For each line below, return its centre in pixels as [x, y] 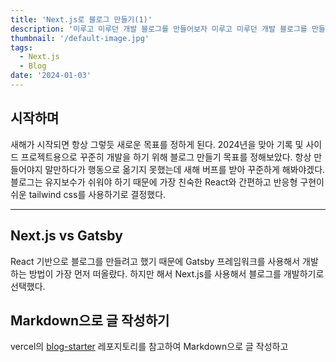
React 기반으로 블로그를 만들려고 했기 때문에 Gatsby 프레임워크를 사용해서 [155, 261]
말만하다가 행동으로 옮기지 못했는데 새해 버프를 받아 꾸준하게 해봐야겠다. [185, 169]
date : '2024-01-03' [51, 76]
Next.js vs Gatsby [66, 236]
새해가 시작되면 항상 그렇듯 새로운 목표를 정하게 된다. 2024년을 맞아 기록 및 [157, 144]
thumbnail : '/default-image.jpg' [80, 38]
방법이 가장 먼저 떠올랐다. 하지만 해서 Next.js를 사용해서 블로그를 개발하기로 [176, 273]
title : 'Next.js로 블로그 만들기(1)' [81, 19]
